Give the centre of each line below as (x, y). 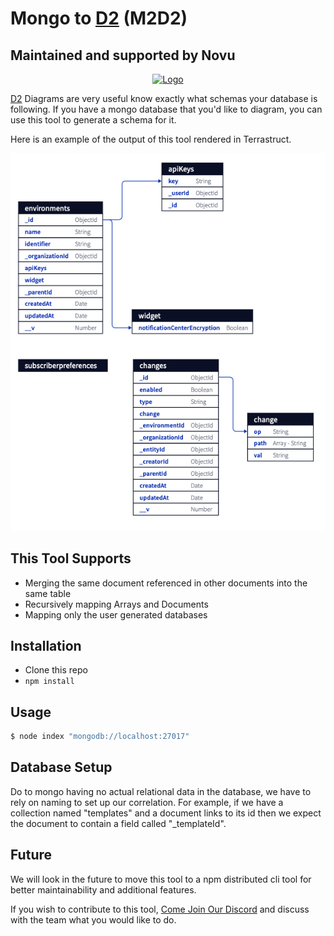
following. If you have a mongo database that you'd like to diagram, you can (166, 109)
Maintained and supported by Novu (123, 55)
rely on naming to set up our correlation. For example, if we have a (147, 802)
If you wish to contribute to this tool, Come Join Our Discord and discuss (160, 909)
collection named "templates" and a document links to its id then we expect (166, 813)
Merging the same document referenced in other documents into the (166, 583)
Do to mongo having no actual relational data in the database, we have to (161, 791)
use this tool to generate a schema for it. (93, 120)
